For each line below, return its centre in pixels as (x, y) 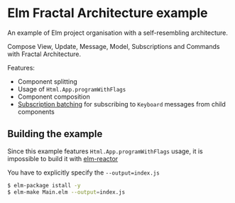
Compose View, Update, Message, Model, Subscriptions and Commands (114, 46)
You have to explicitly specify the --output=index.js (83, 172)
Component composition (54, 97)
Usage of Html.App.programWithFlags (72, 89)
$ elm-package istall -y (44, 185)
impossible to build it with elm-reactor (63, 158)
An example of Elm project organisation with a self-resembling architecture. (118, 33)
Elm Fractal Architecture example (108, 13)
